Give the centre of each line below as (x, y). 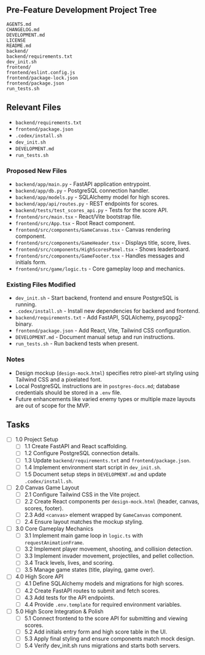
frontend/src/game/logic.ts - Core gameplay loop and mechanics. (100, 269)
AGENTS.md (19, 24)
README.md (19, 45)
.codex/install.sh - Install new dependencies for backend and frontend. (107, 311)
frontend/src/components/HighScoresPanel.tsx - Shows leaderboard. (102, 249)
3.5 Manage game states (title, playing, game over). (89, 570)
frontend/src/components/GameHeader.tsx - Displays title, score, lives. (103, 242)
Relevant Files (34, 108)
